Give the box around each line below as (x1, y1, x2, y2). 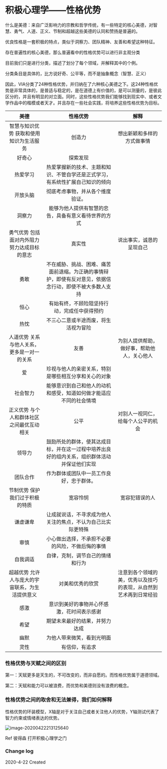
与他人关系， (9, 341, 40, 348)
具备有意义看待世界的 (56, 212, 106, 219)
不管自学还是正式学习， (56, 171, 111, 178)
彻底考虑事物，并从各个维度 (46, 188, 111, 195)
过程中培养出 (76, 445, 106, 452)
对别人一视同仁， (117, 410, 158, 417)
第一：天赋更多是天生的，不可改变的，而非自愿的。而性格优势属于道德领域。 (5, 672, 162, 678)
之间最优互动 (9, 421, 40, 428)
